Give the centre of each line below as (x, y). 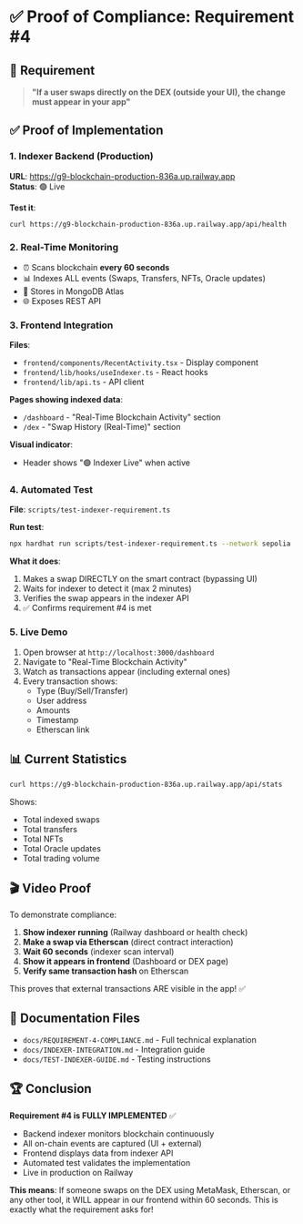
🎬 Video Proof (50, 888)
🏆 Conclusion (51, 1089)
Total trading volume (61, 859)
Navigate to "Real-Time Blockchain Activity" (105, 661)
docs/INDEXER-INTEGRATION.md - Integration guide (114, 1049)
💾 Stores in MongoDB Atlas (73, 291)
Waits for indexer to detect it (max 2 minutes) (107, 588)
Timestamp (57, 719)
